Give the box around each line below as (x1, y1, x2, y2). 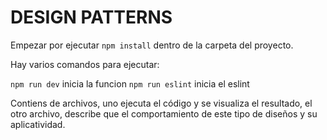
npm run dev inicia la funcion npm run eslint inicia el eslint (10, 77, 250, 90)
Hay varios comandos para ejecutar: (10, 58, 160, 70)
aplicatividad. (10, 118, 66, 130)
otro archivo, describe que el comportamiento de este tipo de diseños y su (10, 107, 318, 120)
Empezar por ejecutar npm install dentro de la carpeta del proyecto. (10, 39, 294, 51)
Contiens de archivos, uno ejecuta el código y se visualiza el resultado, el (10, 97, 313, 109)
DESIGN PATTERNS (10, 6, 173, 29)
